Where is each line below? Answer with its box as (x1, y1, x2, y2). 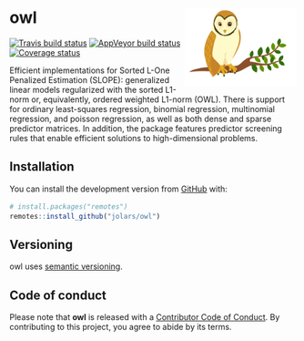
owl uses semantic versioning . (9, 261, 123, 272)
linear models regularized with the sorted (9, 84, 164, 95)
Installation (9, 159, 75, 175)
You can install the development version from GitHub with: (9, 183, 228, 194)
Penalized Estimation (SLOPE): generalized (9, 74, 170, 85)
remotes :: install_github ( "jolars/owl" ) (9, 212, 161, 221)
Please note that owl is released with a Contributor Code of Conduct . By (9, 312, 280, 323)
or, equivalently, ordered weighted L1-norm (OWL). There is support (31, 94, 285, 105)
